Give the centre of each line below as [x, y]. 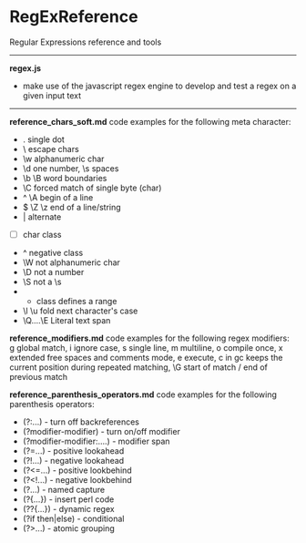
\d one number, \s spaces [71, 168]
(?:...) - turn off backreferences [81, 422]
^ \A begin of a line [58, 197]
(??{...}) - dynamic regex [69, 509]
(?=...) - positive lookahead [73, 451]
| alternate [42, 217]
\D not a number [53, 272]
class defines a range [76, 301]
